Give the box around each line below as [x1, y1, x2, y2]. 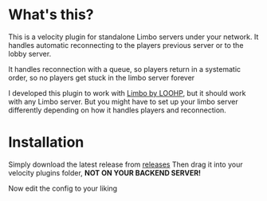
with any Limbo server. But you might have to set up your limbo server [8, 97, 238, 106]
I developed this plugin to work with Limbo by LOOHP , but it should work [8, 88, 246, 97]
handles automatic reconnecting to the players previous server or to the [8, 40, 244, 49]
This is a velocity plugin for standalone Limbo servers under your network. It [8, 32, 259, 41]
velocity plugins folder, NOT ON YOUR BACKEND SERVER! [8, 167, 202, 177]
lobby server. [8, 49, 52, 58]
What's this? [8, 6, 94, 24]
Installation [8, 133, 84, 152]
